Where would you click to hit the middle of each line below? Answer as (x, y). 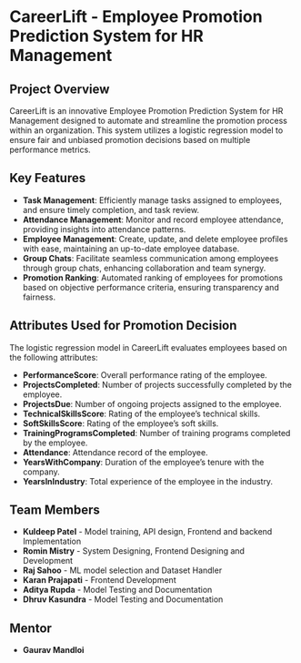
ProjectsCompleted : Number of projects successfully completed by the (157, 384)
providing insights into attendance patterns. (104, 229)
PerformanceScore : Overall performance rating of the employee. (145, 374)
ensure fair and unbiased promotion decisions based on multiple (130, 140)
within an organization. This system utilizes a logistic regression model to (146, 130)
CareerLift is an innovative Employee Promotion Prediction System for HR (146, 111)
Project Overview (60, 89)
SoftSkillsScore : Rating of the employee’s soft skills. (120, 423)
